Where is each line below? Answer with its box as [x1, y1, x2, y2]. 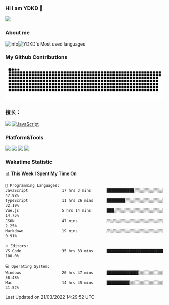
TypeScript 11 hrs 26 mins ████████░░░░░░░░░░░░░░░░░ [5, 198, 164, 203]
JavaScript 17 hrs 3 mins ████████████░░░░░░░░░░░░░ [5, 188, 164, 193]
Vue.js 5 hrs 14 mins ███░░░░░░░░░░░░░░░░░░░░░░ [5, 208, 164, 213]
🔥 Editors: [5, 243, 29, 248]
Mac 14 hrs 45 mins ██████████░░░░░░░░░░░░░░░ [5, 280, 164, 285]
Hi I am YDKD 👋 [5, 5, 43, 12]
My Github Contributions [5, 53, 68, 60]
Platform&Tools [5, 134, 44, 141]
